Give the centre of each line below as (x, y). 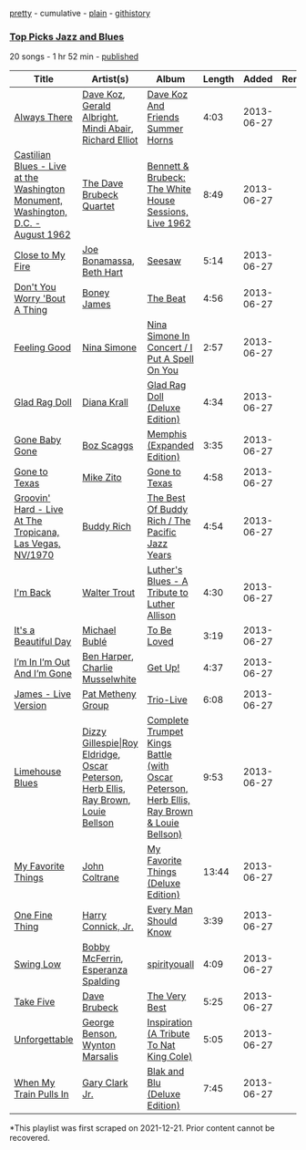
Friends (163, 118)
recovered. (30, 1138)
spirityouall (171, 964)
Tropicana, (37, 533)
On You (163, 370)
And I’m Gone (43, 674)
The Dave (102, 183)
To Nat (161, 1045)
